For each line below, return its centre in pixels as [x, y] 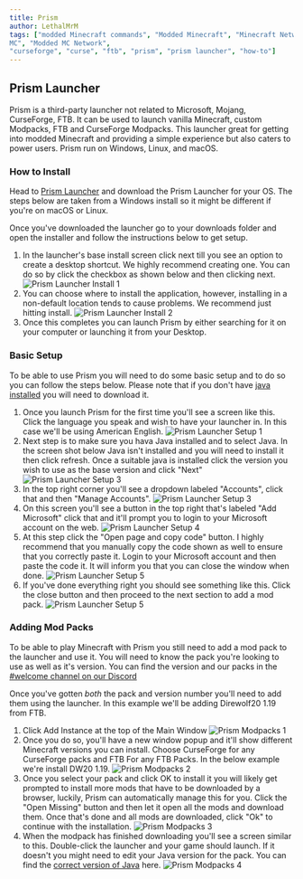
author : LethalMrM [44, 26]
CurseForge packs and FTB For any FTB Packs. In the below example [151, 759]
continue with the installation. [77, 826]
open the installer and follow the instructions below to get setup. [129, 238]
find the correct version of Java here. [92, 865]
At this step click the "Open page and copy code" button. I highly [143, 537]
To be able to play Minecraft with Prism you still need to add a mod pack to [148, 647]
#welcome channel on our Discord [73, 676]
